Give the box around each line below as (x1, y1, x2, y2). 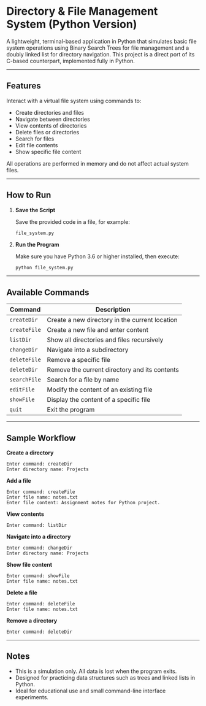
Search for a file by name (47, 375, 120, 384)
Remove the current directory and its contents (47, 366, 180, 374)
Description (95, 305, 131, 314)
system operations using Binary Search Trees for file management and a (6, 44, 189, 52)
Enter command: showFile (6, 573, 70, 579)
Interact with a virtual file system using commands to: (6, 97, 142, 104)
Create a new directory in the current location (47, 316, 178, 324)
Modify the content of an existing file (47, 385, 153, 394)
